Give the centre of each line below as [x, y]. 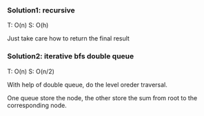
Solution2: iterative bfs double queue [71, 56]
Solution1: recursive [41, 10]
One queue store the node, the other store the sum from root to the [102, 97]
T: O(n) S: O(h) [28, 25]
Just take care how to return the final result [68, 38]
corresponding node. [37, 105]
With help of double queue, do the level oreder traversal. [87, 84]
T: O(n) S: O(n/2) [31, 71]
